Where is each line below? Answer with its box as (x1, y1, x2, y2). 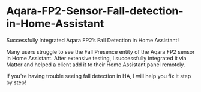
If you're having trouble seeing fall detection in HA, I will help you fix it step (6, 72, 191, 79)
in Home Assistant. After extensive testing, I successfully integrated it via (6, 54, 187, 62)
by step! (6, 79, 26, 86)
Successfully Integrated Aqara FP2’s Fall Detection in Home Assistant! (6, 36, 179, 44)
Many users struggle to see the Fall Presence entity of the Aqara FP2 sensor (6, 48, 195, 55)
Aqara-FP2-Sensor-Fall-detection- (6, 4, 184, 18)
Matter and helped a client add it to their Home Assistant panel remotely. (6, 61, 185, 68)
